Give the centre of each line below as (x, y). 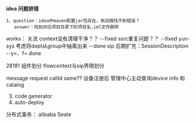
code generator (33, 96)
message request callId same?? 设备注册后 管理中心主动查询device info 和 (96, 78)
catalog (15, 85)
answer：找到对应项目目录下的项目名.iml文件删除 (66, 27)
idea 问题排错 (23, 8)
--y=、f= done (24, 53)
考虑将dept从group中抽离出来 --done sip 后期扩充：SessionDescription (102, 46)
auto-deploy (29, 102)
